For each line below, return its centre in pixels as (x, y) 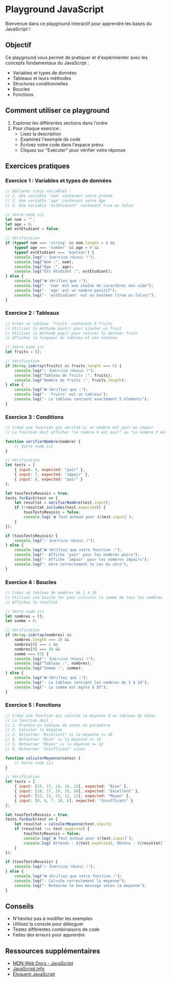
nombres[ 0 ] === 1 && (36, 644)
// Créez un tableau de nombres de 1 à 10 (51, 593)
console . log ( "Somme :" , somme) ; (49, 668)
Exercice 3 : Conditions (35, 417)
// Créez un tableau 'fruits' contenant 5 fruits (59, 324)
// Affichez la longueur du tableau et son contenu (61, 338)
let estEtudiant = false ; (33, 229)
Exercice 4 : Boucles (31, 582)
